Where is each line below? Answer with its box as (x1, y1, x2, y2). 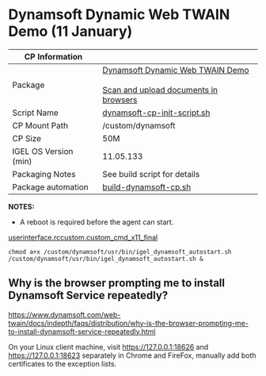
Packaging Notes (12, 168, 76, 179)
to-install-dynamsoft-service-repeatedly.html (8, 327, 156, 336)
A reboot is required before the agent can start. (19, 217, 174, 227)
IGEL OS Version (12, 145, 74, 156)
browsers (102, 94, 138, 105)
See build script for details (102, 168, 200, 179)
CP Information (24, 51, 83, 62)
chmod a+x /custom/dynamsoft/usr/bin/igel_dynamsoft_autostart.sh (8, 247, 232, 255)
